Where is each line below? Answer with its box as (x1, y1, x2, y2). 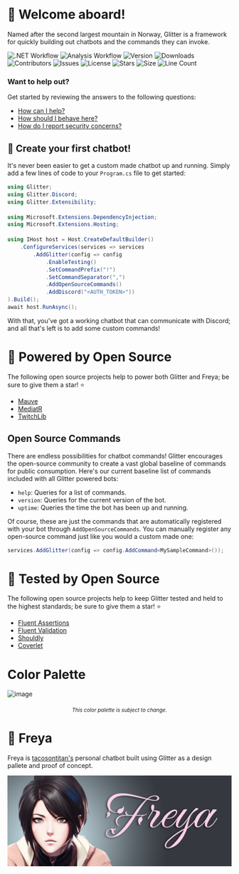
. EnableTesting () (45, 258, 97, 265)
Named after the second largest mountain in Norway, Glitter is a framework (7, 30, 228, 38)
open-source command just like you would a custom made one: (7, 532, 194, 540)
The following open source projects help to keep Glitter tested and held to (7, 594, 223, 603)
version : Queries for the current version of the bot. (17, 495, 166, 504)
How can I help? (17, 107, 65, 115)
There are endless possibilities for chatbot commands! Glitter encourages (7, 451, 223, 460)
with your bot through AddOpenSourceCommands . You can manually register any (7, 525, 231, 533)
